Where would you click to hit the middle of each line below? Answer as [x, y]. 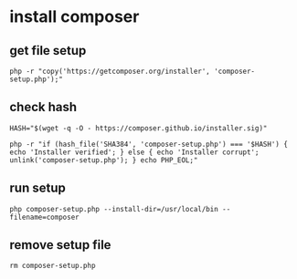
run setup [37, 188]
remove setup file [60, 245]
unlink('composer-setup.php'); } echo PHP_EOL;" [104, 160]
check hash [43, 107]
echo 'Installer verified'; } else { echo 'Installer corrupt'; [134, 152]
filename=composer [44, 217]
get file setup [48, 51]
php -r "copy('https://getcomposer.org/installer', [110, 71]
